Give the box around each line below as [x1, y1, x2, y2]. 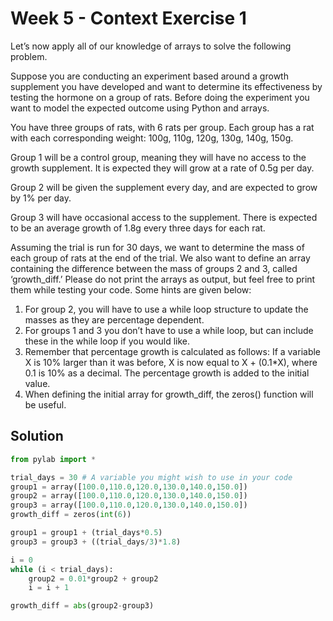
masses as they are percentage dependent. [24, 313, 205, 326]
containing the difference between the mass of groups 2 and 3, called [10, 262, 298, 274]
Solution [10, 428, 64, 445]
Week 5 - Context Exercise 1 [10, 7, 247, 30]
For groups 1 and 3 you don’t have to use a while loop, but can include [24, 324, 314, 336]
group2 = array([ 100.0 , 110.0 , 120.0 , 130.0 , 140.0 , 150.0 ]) [10, 491, 248, 501]
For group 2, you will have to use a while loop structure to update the [24, 303, 309, 315]
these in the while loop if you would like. [24, 335, 191, 347]
